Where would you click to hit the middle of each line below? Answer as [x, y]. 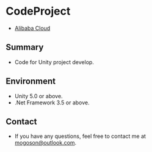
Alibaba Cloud [32, 28]
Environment [31, 81]
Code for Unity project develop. [54, 62]
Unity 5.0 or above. [38, 96]
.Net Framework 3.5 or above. [52, 103]
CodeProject [38, 11]
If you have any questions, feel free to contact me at [80, 136]
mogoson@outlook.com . [45, 143]
